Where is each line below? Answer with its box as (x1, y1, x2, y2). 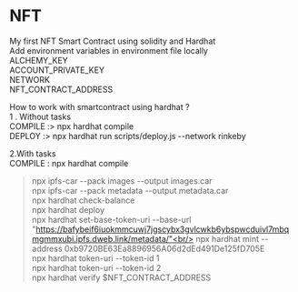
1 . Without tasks (9, 111, 71, 122)
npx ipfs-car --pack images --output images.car (31, 175, 213, 186)
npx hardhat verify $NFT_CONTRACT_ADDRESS (31, 272, 212, 283)
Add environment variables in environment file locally (9, 45, 209, 55)
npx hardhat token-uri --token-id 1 (31, 252, 160, 264)
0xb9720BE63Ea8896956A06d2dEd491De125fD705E (64, 243, 265, 254)
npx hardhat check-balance (31, 195, 135, 206)
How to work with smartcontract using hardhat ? (9, 101, 190, 112)
